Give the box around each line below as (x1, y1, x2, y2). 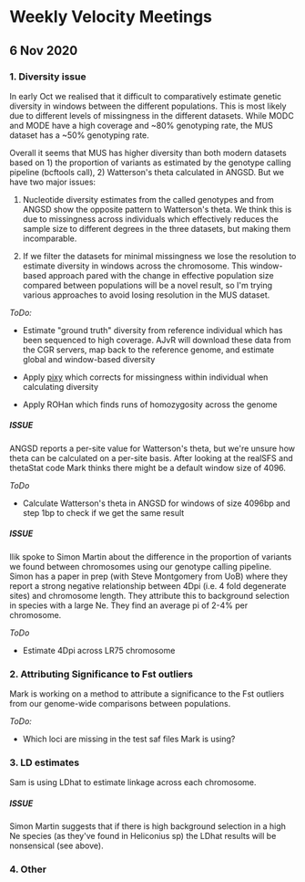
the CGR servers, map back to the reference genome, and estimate (22, 344, 275, 355)
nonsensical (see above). (9, 840, 104, 851)
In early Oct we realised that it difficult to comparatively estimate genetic (9, 90, 282, 101)
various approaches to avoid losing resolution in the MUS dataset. (22, 289, 270, 300)
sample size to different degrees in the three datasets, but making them (22, 223, 291, 234)
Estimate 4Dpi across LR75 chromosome (22, 645, 176, 656)
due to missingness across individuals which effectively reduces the (22, 213, 280, 225)
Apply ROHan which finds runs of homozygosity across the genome (22, 399, 278, 410)
